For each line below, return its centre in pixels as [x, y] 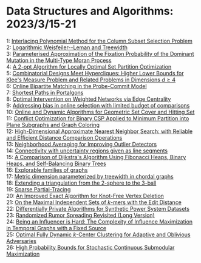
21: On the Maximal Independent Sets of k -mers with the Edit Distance [94, 202]
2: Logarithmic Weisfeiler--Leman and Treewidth [67, 47]
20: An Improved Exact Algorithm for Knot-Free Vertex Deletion [85, 196]
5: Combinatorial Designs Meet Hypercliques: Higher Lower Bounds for [95, 73]
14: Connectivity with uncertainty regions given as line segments [87, 151]
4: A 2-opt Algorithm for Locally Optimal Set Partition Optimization [89, 67]
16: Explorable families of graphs [47, 170]
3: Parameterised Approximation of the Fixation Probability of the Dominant [100, 53]
